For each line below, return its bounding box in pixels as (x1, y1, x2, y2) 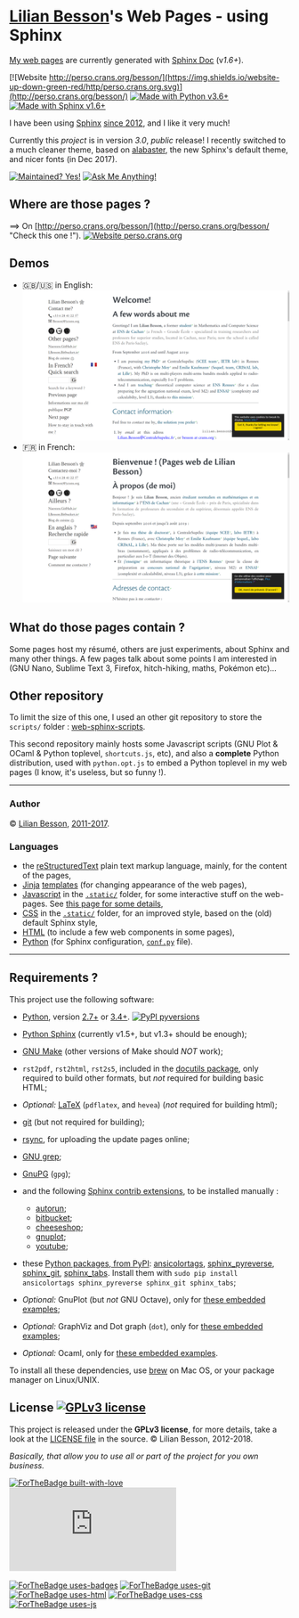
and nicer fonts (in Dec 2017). (9, 153, 117, 164)
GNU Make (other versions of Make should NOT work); (21, 1045, 224, 1057)
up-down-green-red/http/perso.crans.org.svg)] (9, 81, 183, 92)
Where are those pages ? (9, 197, 151, 212)
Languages (9, 840, 60, 853)
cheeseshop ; (35, 1222, 84, 1232)
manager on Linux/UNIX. (9, 1374, 100, 1385)
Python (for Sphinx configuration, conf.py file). (21, 936, 193, 946)
